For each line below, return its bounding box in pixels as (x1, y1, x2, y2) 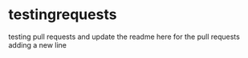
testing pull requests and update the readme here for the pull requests (8, 32, 241, 41)
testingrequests (8, 6, 117, 24)
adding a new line (8, 40, 67, 49)
